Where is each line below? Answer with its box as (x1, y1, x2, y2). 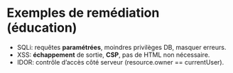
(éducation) (6, 20, 77, 36)
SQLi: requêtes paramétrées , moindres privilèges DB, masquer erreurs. (16, 43, 227, 51)
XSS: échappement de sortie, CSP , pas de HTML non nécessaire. (16, 51, 210, 59)
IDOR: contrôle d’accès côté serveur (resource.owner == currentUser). (16, 58, 224, 66)
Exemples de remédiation (6, 5, 160, 21)
